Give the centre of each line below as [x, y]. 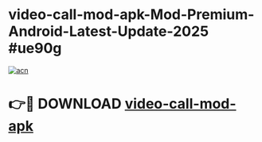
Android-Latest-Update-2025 [109, 31]
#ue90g [35, 48]
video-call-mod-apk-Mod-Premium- [131, 15]
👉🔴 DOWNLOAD [65, 104]
